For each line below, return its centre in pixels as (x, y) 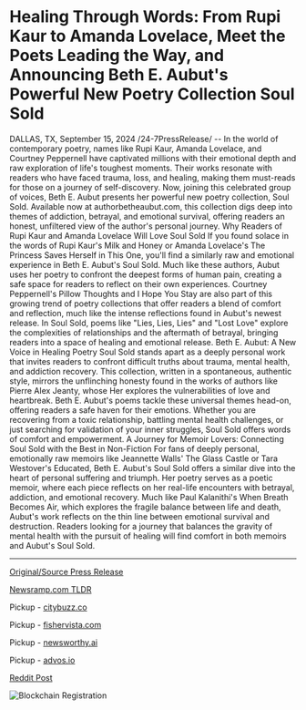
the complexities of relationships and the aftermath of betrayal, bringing (144, 332)
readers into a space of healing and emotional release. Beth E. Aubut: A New (153, 342)
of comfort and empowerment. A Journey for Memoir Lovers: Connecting (147, 438)
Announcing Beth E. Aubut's (119, 75)
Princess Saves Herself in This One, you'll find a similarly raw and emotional (152, 255)
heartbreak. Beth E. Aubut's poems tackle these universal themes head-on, (150, 400)
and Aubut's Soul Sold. (52, 545)
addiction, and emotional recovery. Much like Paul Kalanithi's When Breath (149, 497)
